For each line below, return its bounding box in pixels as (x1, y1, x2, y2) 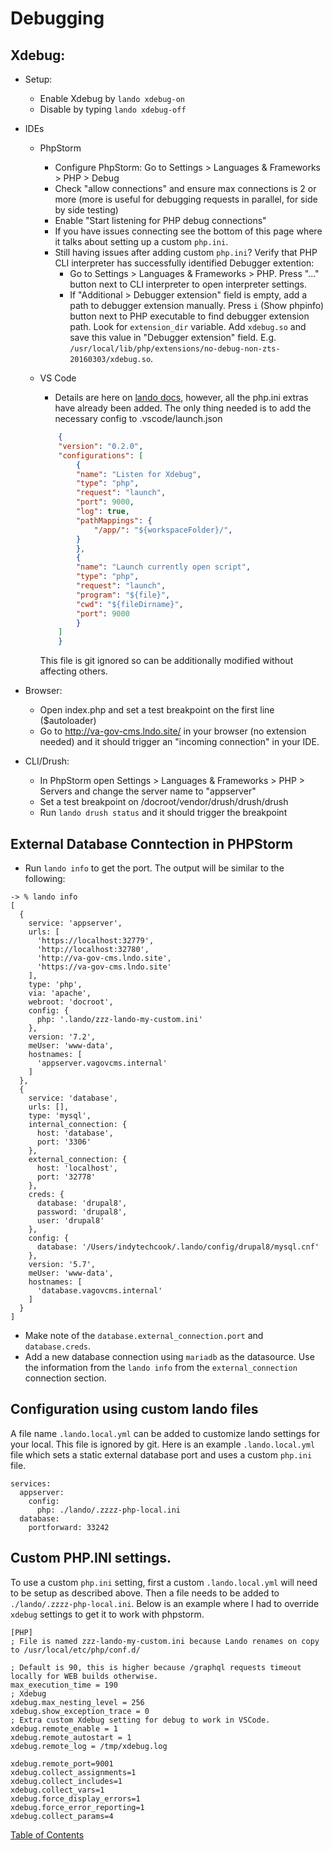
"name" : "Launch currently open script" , (75, 562, 252, 572)
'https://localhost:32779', (36, 935, 155, 946)
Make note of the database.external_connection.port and (24, 1329, 264, 1341)
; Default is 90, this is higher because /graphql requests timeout (10, 1662, 302, 1672)
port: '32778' (36, 1172, 97, 1182)
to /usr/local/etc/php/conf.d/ (10, 1645, 141, 1655)
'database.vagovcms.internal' (36, 1285, 163, 1296)
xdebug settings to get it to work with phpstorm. (10, 1608, 205, 1620)
